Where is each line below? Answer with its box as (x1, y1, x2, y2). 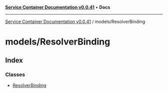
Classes (5, 71, 25, 78)
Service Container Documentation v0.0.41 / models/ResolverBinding (5, 18, 145, 24)
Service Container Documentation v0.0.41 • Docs (5, 4, 110, 10)
